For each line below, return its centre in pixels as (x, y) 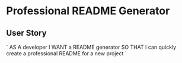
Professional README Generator (88, 11)
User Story (26, 33)
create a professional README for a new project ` (67, 53)
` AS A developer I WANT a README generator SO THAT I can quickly (91, 47)
